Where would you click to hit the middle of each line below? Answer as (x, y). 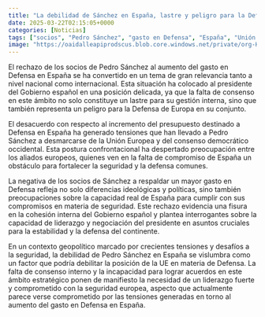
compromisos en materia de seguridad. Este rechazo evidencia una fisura (128, 206)
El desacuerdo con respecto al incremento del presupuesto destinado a (124, 124)
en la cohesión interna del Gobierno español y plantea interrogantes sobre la (132, 215)
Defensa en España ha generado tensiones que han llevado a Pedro (118, 133)
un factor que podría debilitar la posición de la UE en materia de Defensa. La (132, 264)
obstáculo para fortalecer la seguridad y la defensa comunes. (108, 166)
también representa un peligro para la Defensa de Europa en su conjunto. (127, 109)
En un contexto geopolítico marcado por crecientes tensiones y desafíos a (129, 247)
